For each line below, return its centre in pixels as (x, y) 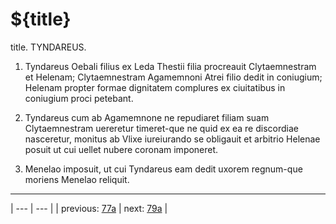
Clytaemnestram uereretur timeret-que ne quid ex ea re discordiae (161, 128)
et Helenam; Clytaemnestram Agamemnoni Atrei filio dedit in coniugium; (173, 77)
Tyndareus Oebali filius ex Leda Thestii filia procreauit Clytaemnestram (170, 66)
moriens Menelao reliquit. (77, 179)
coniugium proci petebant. (79, 98)
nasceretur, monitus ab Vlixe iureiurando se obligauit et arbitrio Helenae (172, 139)
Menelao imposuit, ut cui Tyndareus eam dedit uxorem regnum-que (163, 169)
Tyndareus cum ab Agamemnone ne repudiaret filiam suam (147, 117)
